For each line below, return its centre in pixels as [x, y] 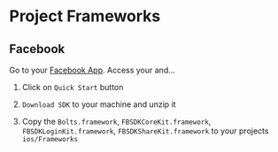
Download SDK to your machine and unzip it [99, 104]
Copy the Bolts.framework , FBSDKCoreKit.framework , [116, 122]
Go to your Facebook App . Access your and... [92, 70]
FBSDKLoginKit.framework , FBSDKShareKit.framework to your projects [145, 131]
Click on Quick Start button [73, 87]
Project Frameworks [85, 16]
